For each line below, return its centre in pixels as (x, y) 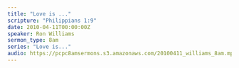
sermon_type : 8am (33, 40)
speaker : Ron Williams (41, 34)
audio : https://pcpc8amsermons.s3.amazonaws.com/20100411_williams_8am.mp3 (122, 54)
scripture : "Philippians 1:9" (52, 21)
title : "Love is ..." (39, 14)
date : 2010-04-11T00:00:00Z (49, 27)
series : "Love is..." (39, 47)
